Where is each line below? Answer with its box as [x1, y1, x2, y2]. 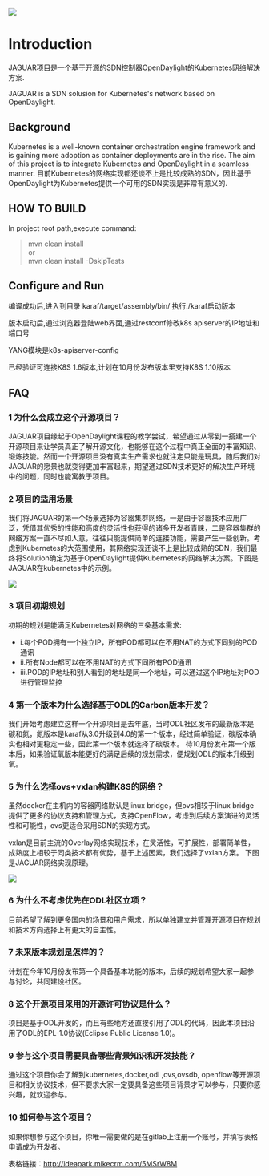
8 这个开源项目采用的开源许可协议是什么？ [8, 998, 172, 1009]
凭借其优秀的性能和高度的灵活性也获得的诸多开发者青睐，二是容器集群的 [22, 523, 261, 533]
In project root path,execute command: [8, 223, 137, 232]
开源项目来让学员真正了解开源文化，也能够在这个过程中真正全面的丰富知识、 [8, 442, 261, 451]
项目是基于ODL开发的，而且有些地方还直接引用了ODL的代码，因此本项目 [8, 1018, 248, 1028]
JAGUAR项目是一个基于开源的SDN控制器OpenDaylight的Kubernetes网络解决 [8, 63, 261, 72]
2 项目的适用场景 [8, 493, 74, 504]
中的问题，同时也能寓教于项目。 [8, 471, 114, 481]
